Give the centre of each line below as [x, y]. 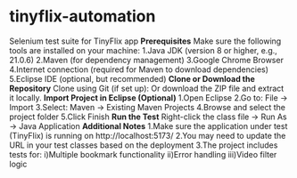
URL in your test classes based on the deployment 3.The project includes [144, 145]
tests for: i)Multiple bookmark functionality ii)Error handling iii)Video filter [143, 154]
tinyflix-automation [82, 16]
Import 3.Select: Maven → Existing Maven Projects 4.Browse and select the [147, 107]
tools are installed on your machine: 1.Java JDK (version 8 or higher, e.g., [144, 50]
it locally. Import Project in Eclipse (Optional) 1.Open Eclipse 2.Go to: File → [148, 97]
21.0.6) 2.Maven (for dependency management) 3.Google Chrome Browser [146, 60]
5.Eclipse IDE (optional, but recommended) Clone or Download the [132, 78]
